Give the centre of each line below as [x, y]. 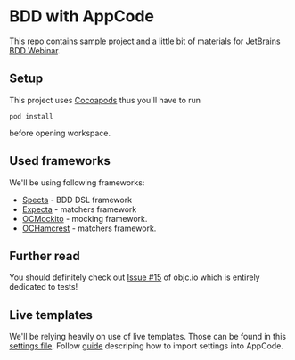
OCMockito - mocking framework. [85, 218]
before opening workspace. [60, 133]
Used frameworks [60, 161]
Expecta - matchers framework [79, 209]
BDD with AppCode [82, 16]
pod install [31, 116]
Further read [45, 256]
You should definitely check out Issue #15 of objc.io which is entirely [135, 277]
